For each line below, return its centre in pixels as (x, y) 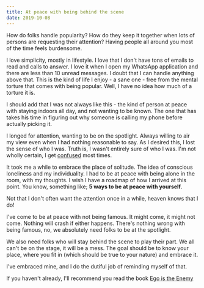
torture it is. (21, 92)
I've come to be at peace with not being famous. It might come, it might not (101, 216)
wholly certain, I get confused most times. (59, 155)
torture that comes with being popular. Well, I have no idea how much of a (99, 86)
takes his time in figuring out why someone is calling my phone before (95, 117)
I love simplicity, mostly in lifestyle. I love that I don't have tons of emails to (100, 60)
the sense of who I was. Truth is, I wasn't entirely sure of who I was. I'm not (101, 149)
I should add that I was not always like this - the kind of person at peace (97, 104)
